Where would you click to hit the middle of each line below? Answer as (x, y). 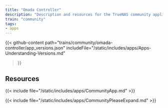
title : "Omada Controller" (33, 10)
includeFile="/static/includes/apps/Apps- (109, 48)
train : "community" (25, 19)
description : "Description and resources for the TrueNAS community (78, 14)
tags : (11, 24)
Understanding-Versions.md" (35, 53)
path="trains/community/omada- (79, 42)
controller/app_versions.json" (35, 48)
